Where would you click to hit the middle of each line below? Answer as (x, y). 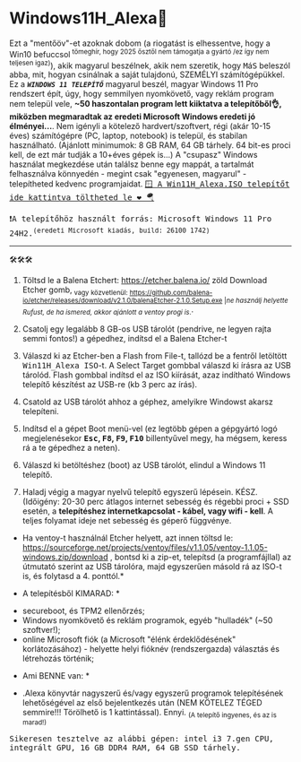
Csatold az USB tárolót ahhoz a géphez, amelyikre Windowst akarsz (147, 402)
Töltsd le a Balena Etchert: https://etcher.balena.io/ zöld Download (144, 280)
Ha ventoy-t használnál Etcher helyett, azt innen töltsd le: (128, 538)
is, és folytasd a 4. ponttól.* (73, 576)
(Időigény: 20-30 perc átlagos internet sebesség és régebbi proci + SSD (155, 501)
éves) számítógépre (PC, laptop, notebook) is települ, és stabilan (129, 136)
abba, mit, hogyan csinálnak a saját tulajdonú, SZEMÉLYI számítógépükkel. (147, 74)
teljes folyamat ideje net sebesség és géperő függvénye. (127, 520)
